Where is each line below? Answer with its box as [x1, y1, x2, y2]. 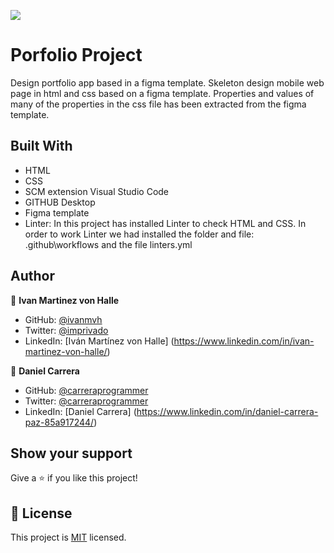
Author [10, 268, 55, 285]
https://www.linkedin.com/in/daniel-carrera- [136, 405, 319, 417]
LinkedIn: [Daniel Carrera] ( [24, 405, 137, 417]
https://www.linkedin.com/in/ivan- [173, 335, 315, 347]
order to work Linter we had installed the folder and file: [24, 228, 255, 240]
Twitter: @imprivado [24, 324, 109, 336]
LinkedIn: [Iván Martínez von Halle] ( [24, 335, 175, 347]
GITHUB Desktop [24, 196, 96, 208]
